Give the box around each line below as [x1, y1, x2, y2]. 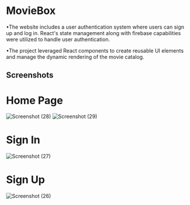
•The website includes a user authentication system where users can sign [6, 23, 185, 30]
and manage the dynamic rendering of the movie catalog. [6, 53, 144, 60]
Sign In [6, 133, 40, 147]
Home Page [6, 93, 63, 107]
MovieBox [6, 4, 56, 18]
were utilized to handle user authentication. [6, 36, 110, 43]
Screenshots [6, 70, 54, 80]
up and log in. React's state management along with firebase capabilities [6, 29, 181, 36]
